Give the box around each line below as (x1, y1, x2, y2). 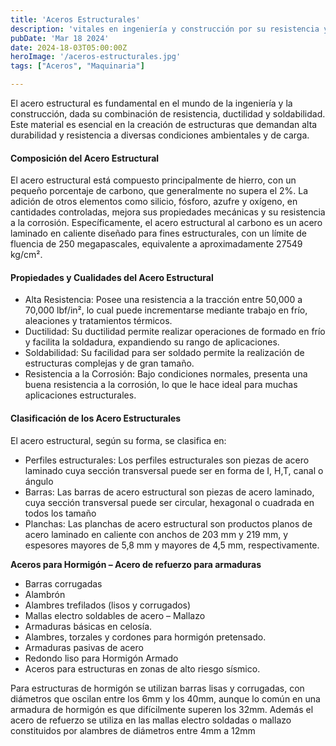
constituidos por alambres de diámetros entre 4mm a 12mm (10, 724, 256, 736)
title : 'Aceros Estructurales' (10, 14, 141, 25)
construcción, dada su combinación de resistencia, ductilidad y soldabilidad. (10, 108, 326, 120)
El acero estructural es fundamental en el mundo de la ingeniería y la (10, 97, 293, 109)
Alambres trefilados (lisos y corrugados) (24, 599, 192, 611)
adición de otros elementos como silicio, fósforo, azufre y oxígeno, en (10, 196, 298, 208)
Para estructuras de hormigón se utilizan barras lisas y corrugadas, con (10, 682, 305, 694)
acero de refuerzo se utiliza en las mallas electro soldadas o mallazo (10, 714, 292, 726)
